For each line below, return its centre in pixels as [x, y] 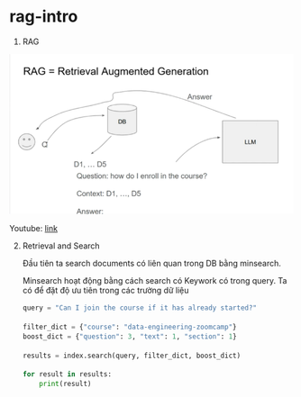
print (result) [65, 384]
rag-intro [44, 17]
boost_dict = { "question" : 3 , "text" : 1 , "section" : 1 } [129, 336]
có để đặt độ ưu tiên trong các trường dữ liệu [105, 291]
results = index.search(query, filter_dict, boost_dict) [132, 356]
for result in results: [67, 374]
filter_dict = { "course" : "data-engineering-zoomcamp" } [129, 327]
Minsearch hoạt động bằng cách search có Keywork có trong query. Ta [155, 281]
